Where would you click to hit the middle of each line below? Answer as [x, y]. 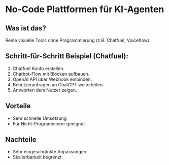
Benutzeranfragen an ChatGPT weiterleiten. [58, 84]
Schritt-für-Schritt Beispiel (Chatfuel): [67, 56]
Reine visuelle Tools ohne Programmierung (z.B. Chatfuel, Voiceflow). [78, 40]
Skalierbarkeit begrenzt [37, 157]
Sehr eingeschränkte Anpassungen [49, 152]
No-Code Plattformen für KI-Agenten [85, 9]
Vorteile [18, 106]
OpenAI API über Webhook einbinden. [52, 79]
